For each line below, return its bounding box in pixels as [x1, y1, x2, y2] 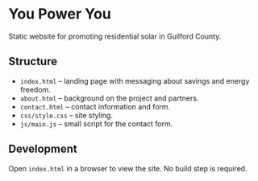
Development [8, 142, 78, 156]
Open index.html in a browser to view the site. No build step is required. [8, 163, 248, 173]
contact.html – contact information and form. [19, 101, 171, 111]
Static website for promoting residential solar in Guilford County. [8, 31, 222, 41]
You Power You [8, 5, 111, 23]
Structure [8, 55, 58, 68]
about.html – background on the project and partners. [19, 93, 199, 103]
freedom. [19, 84, 51, 94]
